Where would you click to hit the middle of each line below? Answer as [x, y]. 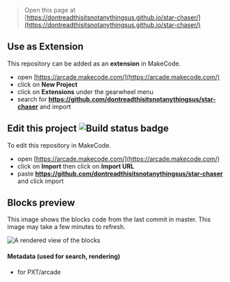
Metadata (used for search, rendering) [64, 256]
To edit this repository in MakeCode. [59, 145]
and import [55, 107]
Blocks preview [41, 203]
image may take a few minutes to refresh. [66, 227]
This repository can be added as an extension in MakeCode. [94, 63]
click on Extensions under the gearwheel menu [85, 92]
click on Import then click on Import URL [76, 166]
